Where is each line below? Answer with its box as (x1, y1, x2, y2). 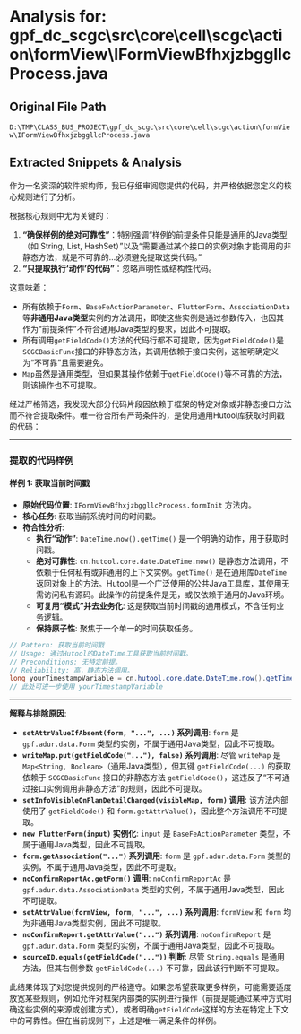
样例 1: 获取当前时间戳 (9, 478, 90, 489)
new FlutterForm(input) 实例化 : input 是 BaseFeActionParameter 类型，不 (21, 828, 291, 839)
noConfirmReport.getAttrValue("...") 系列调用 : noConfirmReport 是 (21, 929, 271, 940)
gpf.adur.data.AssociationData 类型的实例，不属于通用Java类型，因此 (21, 884, 285, 895)
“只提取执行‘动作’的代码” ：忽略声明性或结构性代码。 (21, 263, 217, 274)
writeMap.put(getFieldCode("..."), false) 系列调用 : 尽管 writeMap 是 (21, 750, 281, 760)
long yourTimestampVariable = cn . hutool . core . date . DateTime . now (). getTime (9, 674, 295, 683)
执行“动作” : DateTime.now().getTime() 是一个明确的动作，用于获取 (35, 533, 281, 543)
